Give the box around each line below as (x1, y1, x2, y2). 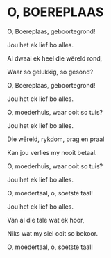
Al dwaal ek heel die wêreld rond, (7, 54, 103, 63)
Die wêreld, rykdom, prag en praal (7, 135, 105, 143)
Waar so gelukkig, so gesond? (7, 67, 94, 76)
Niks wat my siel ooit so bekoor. (7, 229, 99, 237)
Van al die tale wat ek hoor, (7, 216, 85, 224)
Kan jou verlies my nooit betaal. (7, 148, 97, 156)
